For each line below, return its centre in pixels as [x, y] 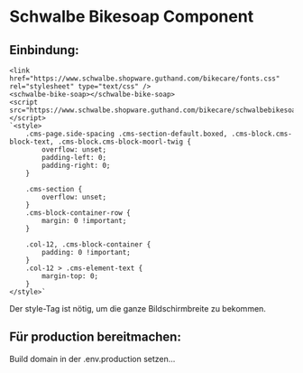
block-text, [32, 142]
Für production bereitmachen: [96, 337]
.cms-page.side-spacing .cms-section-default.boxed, [127, 134]
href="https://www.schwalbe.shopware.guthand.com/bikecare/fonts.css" [145, 79]
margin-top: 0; [70, 276]
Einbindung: [44, 50]
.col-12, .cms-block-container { [88, 245]
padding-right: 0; [76, 165]
